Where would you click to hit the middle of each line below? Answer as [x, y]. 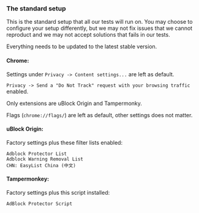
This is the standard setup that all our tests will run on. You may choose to [99, 22]
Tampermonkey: [28, 179]
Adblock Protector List [37, 154]
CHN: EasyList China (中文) [41, 165]
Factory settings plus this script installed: [58, 192]
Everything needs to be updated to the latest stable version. [82, 46]
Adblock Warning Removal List [45, 159]
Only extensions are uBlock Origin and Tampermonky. [74, 103]
